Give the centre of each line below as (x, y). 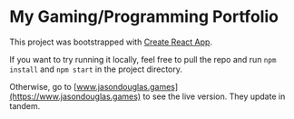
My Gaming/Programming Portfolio (144, 17)
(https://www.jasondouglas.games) (75, 96)
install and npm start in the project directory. (96, 69)
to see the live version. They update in (214, 96)
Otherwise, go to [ (43, 86)
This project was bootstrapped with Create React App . (111, 42)
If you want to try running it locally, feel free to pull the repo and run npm (143, 59)
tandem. (25, 105)
